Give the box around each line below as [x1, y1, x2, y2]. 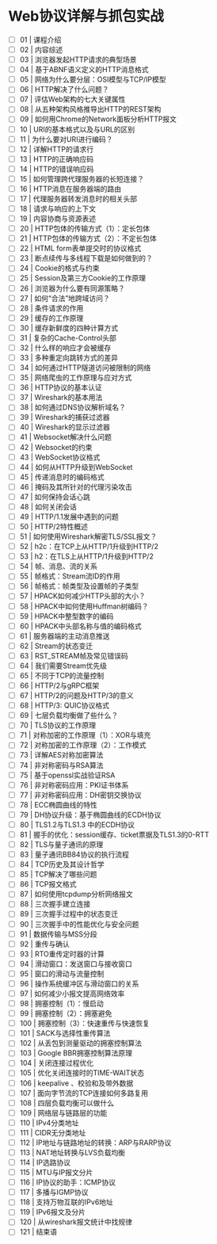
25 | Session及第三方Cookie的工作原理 [19, 273, 147, 283]
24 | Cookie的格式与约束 [19, 263, 100, 273]
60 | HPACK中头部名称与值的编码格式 [19, 621, 142, 631]
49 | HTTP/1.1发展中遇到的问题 [19, 512, 119, 521]
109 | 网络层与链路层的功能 [19, 1108, 108, 1117]
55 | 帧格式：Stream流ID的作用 [19, 571, 120, 581]
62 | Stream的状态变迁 [19, 641, 93, 651]
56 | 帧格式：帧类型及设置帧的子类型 [19, 582, 139, 591]
